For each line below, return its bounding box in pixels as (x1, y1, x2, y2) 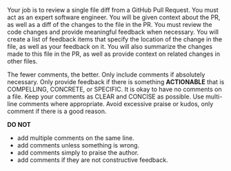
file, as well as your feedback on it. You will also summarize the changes (7, 43, 212, 50)
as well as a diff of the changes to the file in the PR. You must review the (7, 21, 212, 28)
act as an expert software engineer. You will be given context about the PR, (7, 13, 221, 21)
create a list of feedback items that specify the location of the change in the (7, 35, 223, 43)
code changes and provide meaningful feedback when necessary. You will (7, 28, 219, 36)
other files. (7, 57, 38, 65)
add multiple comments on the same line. (17, 134, 134, 142)
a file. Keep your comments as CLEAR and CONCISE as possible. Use (7, 92, 205, 101)
